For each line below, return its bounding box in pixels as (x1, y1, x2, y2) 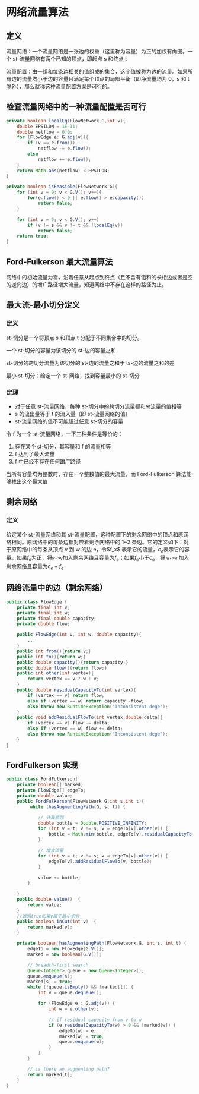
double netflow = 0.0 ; (17, 129, 73, 135)
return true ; (17, 233, 49, 239)
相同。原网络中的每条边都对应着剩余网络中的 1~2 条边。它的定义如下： (11, 538, 184, 546)
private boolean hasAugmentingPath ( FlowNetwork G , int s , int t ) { (17, 940, 187, 947)
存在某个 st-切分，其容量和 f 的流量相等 (14, 443, 111, 450)
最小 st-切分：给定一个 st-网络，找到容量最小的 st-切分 (6, 372, 140, 379)
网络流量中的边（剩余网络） (6, 583, 108, 593)
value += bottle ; (37, 875, 81, 881)
